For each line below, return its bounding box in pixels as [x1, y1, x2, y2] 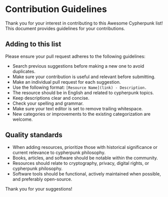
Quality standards [5, 131, 63, 139]
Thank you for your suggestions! [5, 185, 73, 191]
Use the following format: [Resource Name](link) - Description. [12, 84, 147, 90]
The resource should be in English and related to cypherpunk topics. [12, 89, 154, 96]
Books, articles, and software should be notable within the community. [12, 154, 158, 161]
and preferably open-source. [12, 176, 73, 182]
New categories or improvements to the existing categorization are [12, 111, 151, 117]
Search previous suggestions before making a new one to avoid [12, 63, 144, 69]
